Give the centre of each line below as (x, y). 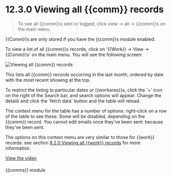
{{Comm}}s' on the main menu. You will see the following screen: (74, 55)
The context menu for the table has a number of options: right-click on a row (86, 111)
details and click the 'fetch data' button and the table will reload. (73, 101)
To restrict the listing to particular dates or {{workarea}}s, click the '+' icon (84, 90)
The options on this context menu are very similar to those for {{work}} (80, 137)
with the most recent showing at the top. (48, 80)
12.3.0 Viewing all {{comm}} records (84, 10)
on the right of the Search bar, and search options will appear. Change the (83, 95)
